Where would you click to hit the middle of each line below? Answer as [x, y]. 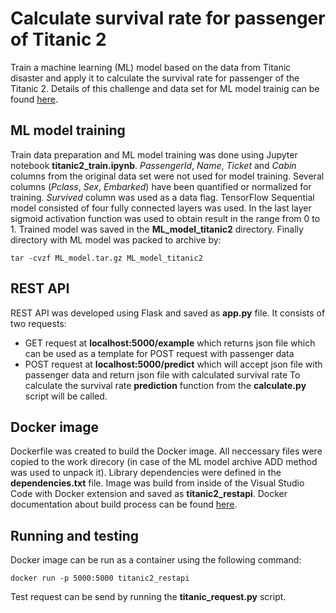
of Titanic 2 [58, 39]
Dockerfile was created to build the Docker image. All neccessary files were [166, 451]
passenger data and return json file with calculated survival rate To [162, 374]
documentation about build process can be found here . [124, 504]
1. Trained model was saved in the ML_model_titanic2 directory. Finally [157, 229]
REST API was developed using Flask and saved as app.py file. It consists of [168, 313]
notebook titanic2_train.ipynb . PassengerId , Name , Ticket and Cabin [153, 165]
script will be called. [66, 396]
